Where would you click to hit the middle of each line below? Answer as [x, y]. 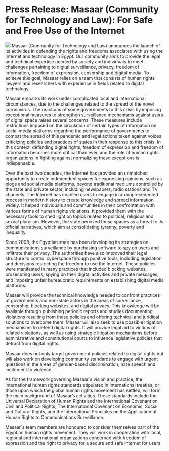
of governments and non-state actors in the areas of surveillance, [74, 300]
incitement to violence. [29, 369]
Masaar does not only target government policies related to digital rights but [85, 353]
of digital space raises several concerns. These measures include [74, 120]
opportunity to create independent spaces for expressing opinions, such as [84, 178]
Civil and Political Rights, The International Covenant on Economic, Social [81, 406]
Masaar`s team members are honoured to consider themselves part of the [82, 427]
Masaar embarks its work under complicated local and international [75, 98]
